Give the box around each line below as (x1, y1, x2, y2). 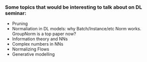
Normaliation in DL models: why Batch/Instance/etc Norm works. (12, 26, 142, 32)
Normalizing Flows (12, 46, 49, 52)
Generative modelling (12, 51, 55, 57)
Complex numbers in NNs (12, 41, 64, 47)
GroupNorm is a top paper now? (12, 31, 76, 37)
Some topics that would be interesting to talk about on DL (5, 4, 142, 11)
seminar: (5, 10, 27, 16)
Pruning (12, 21, 28, 26)
